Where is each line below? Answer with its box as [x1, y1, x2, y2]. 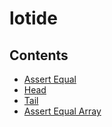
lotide [9, 7, 58, 30]
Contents [9, 47, 69, 64]
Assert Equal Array [23, 105, 102, 117]
